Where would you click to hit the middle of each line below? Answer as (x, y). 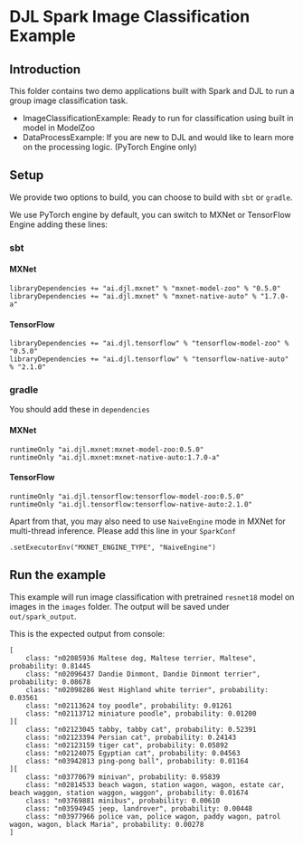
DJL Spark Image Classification (130, 17)
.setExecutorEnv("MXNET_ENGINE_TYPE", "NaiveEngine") (113, 547)
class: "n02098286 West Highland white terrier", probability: (147, 689)
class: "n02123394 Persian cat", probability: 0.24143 (131, 737)
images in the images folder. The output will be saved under (119, 606)
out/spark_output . (43, 616)
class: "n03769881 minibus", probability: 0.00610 (123, 801)
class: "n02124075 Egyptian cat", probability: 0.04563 (133, 753)
